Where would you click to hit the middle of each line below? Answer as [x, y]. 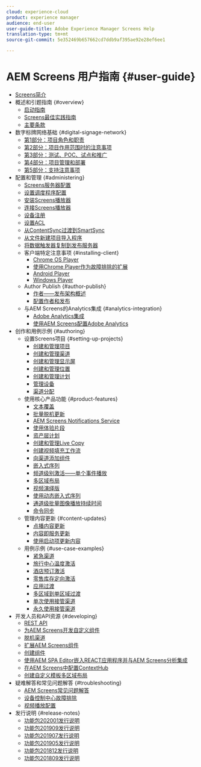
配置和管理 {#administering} [50, 177]
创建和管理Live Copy [59, 443]
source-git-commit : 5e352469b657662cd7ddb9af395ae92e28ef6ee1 [86, 40]
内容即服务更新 [51, 533]
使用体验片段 [49, 428]
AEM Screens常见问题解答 [57, 690]
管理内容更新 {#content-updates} [65, 518]
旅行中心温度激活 [54, 563]
